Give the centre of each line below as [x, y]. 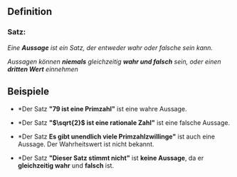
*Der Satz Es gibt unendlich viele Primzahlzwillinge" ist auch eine [116, 136]
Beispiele [28, 92]
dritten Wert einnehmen [43, 69]
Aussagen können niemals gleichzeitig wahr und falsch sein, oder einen [115, 61]
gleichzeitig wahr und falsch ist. [66, 165]
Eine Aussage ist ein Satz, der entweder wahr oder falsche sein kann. [110, 47]
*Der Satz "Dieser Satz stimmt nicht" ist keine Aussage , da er [111, 158]
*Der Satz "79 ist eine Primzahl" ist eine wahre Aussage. [102, 108]
